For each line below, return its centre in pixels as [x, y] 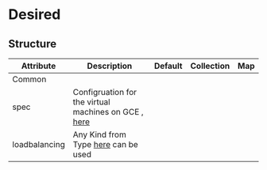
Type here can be [106, 144]
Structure [33, 44]
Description [110, 66]
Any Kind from [100, 134]
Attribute [39, 66]
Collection [210, 66]
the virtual [91, 102]
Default [168, 66]
